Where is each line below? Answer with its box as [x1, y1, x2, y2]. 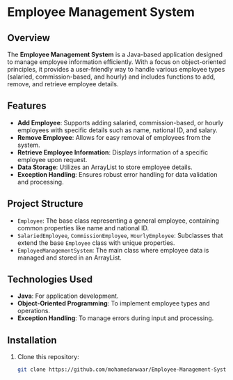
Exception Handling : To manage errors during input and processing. [17, 314, 214, 322]
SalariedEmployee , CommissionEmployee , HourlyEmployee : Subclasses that [17, 231, 224, 239]
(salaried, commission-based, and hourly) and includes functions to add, [7, 72, 216, 81]
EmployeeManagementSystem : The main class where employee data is [17, 246, 209, 254]
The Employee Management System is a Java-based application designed [7, 50, 223, 58]
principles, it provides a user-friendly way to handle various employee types [7, 65, 225, 73]
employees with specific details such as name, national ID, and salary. [17, 126, 218, 134]
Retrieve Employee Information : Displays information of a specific [17, 148, 209, 157]
